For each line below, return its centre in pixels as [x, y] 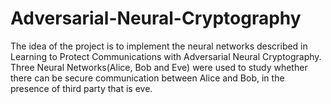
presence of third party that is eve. [81, 88]
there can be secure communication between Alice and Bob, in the [147, 78]
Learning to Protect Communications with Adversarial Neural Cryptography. [166, 56]
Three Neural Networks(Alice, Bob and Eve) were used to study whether [159, 67]
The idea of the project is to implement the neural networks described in [159, 46]
